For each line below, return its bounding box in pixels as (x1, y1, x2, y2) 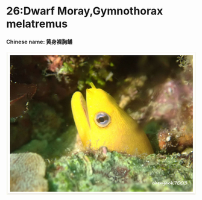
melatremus (6, 17, 68, 31)
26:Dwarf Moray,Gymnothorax (6, 4, 163, 18)
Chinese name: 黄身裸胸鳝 (6, 38, 73, 45)
